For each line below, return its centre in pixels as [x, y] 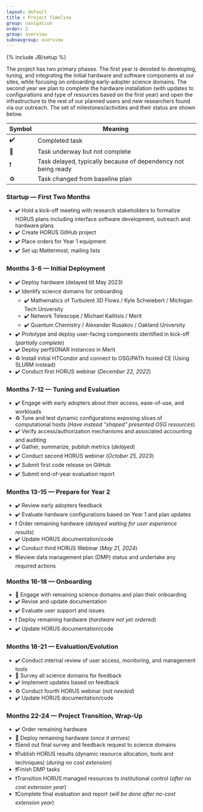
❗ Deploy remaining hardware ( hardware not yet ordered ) [85, 620]
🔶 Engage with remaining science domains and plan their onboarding [101, 595]
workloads [28, 411]
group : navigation [29, 23]
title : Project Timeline [39, 18]
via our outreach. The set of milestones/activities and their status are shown [101, 107]
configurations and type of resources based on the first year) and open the [100, 95]
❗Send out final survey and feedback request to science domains [95, 745]
